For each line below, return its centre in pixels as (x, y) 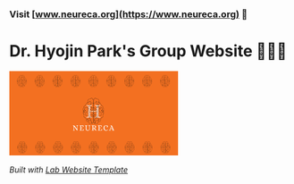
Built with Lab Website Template (68, 170)
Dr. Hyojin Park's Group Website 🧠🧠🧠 (148, 51)
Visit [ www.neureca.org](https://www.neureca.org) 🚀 (129, 14)
